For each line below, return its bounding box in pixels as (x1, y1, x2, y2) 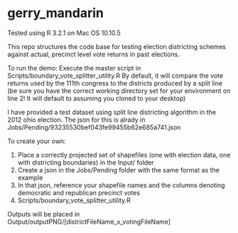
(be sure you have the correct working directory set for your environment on (7, 86, 231, 95)
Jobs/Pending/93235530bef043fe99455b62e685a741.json (7, 123, 181, 131)
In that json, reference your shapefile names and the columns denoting (17, 180, 225, 190)
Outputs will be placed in (7, 209, 80, 218)
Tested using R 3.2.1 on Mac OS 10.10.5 (7, 29, 121, 37)
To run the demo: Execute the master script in (7, 63, 141, 72)
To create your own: (7, 137, 66, 145)
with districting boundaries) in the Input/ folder (17, 158, 154, 167)
